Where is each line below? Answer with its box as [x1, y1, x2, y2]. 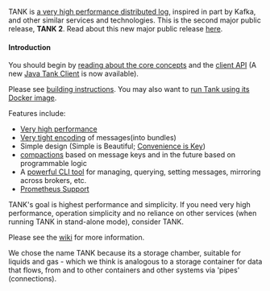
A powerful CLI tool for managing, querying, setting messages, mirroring [19, 167, 261, 177]
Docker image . [8, 93, 57, 103]
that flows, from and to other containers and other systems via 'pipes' [8, 265, 240, 275]
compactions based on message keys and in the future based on [19, 150, 236, 160]
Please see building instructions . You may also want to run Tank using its [8, 85, 250, 94]
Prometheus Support [19, 185, 90, 194]
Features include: [8, 109, 66, 118]
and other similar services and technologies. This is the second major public [8, 15, 262, 25]
